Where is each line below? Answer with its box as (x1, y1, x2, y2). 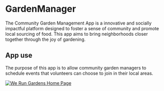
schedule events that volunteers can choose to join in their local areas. (5, 70, 154, 76)
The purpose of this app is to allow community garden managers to (5, 64, 147, 71)
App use (5, 51, 33, 60)
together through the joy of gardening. (5, 36, 86, 42)
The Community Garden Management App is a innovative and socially (5, 20, 152, 26)
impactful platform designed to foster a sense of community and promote (5, 25, 159, 31)
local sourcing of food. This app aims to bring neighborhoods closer (5, 31, 148, 37)
